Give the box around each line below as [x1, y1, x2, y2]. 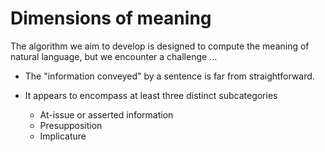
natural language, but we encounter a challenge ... [10, 50, 218, 62]
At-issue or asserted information [39, 108, 174, 121]
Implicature [39, 130, 87, 142]
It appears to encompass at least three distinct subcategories [24, 89, 278, 101]
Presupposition [39, 119, 103, 131]
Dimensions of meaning [10, 7, 212, 30]
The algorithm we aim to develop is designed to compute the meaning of [10, 40, 310, 52]
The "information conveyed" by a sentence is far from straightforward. [24, 70, 315, 82]
